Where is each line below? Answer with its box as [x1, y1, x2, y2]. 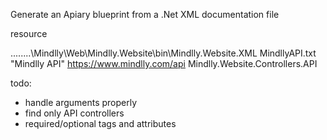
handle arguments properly [24, 97, 138, 108]
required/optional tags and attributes [24, 118, 177, 129]
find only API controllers [24, 107, 125, 119]
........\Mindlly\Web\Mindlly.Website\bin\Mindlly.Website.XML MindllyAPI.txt [10, 47, 317, 59]
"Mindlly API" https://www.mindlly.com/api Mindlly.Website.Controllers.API [10, 58, 318, 69]
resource [10, 28, 48, 39]
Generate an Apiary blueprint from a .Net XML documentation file [10, 9, 280, 20]
